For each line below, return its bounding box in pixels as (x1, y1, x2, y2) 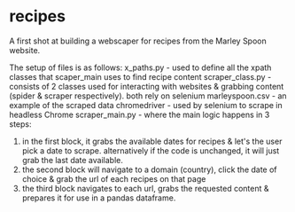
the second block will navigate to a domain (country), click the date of (21, 164, 277, 175)
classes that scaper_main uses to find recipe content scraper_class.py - (9, 71, 272, 82)
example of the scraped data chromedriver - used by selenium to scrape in (9, 99, 283, 110)
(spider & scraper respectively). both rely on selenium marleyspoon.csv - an (9, 90, 287, 101)
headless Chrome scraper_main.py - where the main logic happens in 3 (9, 109, 270, 120)
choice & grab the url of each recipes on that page (21, 173, 206, 184)
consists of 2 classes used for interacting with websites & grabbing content (9, 81, 284, 91)
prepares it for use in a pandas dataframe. (21, 192, 176, 203)
